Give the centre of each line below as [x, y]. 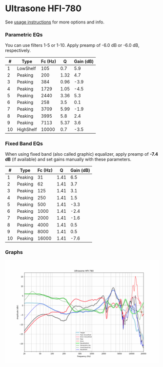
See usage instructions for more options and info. [55, 22]
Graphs [14, 252]
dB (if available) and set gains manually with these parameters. [68, 160]
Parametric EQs [24, 35]
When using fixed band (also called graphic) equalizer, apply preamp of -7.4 [82, 154]
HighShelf [27, 129]
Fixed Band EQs [24, 143]
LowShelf [26, 68]
